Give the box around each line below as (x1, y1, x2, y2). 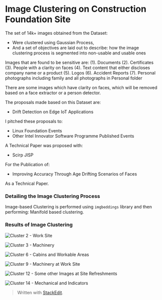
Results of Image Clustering (5, 222, 73, 228)
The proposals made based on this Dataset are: (5, 99, 101, 105)
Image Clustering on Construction (5, 3, 146, 15)
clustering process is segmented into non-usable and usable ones (12, 50, 146, 56)
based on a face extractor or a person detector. (5, 90, 101, 96)
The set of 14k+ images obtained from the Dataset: (5, 30, 108, 36)
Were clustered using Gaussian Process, (12, 39, 94, 45)
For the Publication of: (5, 161, 50, 167)
